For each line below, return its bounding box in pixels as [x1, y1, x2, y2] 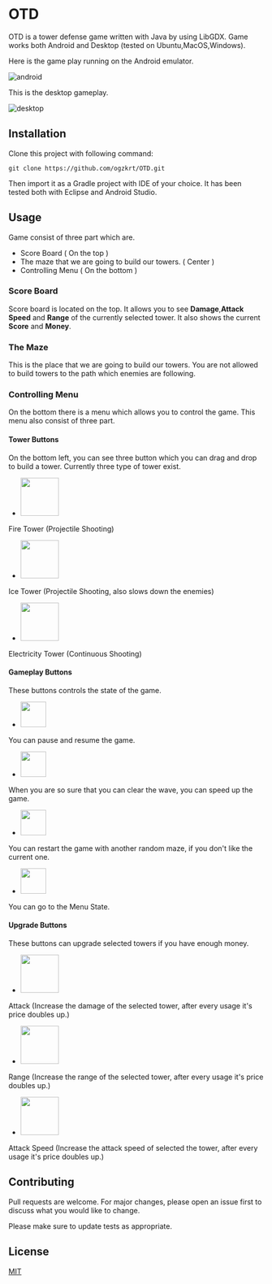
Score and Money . [8, 321, 71, 331]
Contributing [8, 1175, 75, 1189]
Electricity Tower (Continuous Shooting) [8, 649, 142, 658]
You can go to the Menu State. [8, 901, 110, 911]
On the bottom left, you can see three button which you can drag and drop [8, 453, 257, 462]
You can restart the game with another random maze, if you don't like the [8, 843, 253, 853]
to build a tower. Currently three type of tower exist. [8, 461, 181, 471]
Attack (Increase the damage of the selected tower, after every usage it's [8, 1001, 253, 1011]
